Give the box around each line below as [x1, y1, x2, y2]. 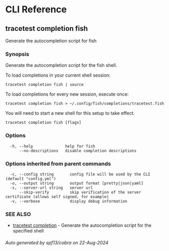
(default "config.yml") [5, 176, 57, 181]
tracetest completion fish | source [5, 82, 84, 87]
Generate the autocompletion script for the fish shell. [5, 62, 117, 68]
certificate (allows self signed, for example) [5, 194, 109, 199]
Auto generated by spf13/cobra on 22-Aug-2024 [5, 239, 109, 245]
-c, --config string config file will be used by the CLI [10, 171, 151, 177]
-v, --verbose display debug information [10, 199, 127, 204]
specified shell [12, 228, 44, 234]
